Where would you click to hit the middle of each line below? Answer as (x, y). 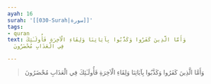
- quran (19, 33)
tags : (15, 27)
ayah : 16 (20, 14)
